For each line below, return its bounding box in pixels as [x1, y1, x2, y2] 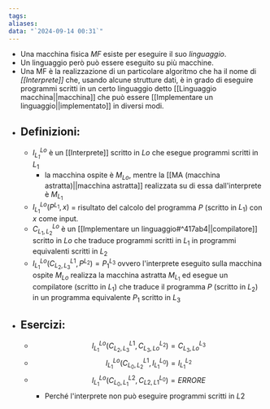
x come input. [32, 214, 79, 224]
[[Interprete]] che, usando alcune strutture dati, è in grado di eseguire [20, 75, 254, 85]
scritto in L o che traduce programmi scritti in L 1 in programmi [32, 236, 237, 248]
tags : [8, 11, 27, 20]
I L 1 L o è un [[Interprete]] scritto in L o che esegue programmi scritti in [32, 146, 259, 160]
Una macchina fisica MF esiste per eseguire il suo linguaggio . [20, 50, 227, 59]
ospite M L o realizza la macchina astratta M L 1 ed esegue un [32, 270, 229, 283]
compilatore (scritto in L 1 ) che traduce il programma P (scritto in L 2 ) [32, 281, 259, 294]
